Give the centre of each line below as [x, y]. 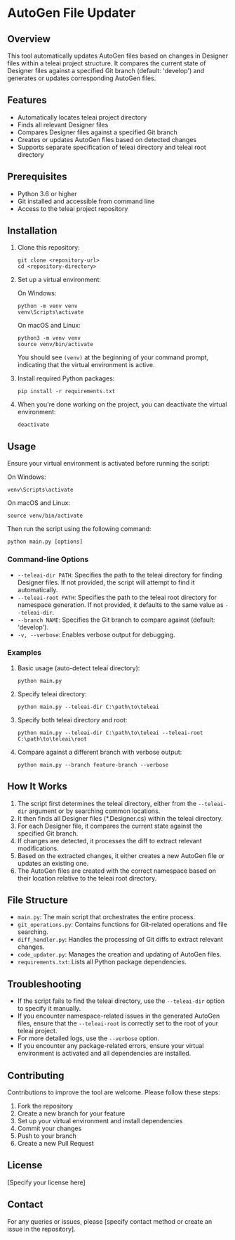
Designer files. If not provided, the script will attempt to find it [106, 582]
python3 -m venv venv [49, 338]
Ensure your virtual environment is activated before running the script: [109, 464]
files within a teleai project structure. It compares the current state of [107, 63]
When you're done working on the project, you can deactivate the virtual [122, 404]
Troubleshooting [45, 984]
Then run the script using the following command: [79, 529]
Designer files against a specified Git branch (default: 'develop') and [106, 71]
